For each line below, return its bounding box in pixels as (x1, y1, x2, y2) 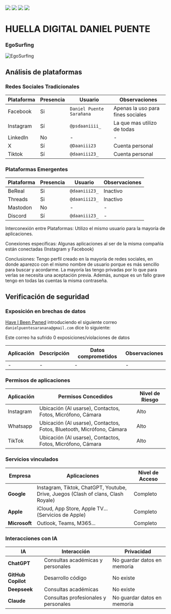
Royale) (36, 496, 55, 504)
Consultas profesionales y (44, 594, 106, 601)
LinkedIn (8, 134, 28, 141)
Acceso (139, 475, 158, 482)
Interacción (62, 548, 90, 555)
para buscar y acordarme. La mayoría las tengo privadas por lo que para (5, 267, 157, 273)
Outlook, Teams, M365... (36, 519, 96, 526)
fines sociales (113, 111, 147, 118)
